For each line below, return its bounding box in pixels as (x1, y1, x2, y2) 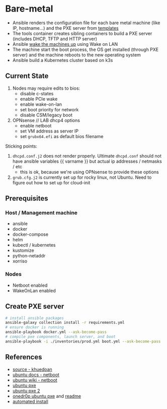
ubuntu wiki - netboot (12, 377, 58, 383)
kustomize (12, 247, 34, 253)
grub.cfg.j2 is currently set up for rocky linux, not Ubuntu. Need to (12, 174, 152, 180)
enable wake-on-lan (20, 101, 62, 107)
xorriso (12, 258, 28, 264)
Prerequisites (5, 194, 48, 203)
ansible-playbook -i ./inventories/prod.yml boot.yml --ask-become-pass (5, 338, 161, 344)
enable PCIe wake (20, 96, 58, 102)
